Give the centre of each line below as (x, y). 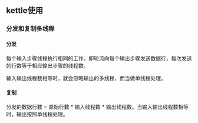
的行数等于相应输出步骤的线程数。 (47, 65)
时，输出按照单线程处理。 (37, 114)
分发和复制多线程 (30, 29)
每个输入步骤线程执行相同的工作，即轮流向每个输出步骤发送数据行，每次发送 (99, 58)
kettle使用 (24, 11)
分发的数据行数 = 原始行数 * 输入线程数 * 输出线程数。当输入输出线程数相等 (97, 107)
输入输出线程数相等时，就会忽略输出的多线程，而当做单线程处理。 (86, 78)
